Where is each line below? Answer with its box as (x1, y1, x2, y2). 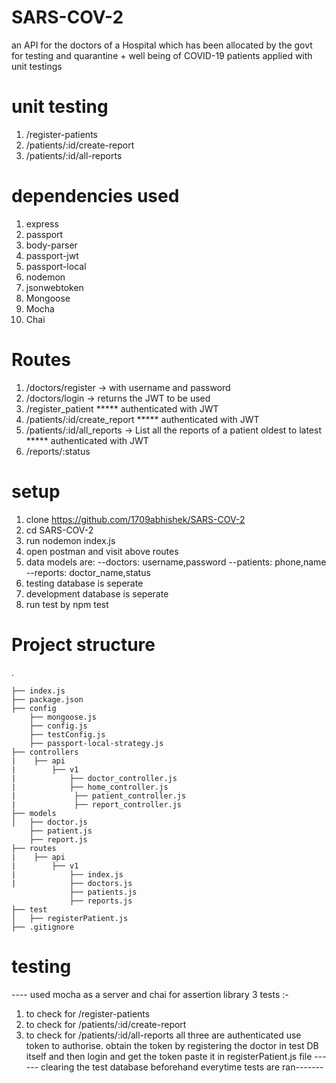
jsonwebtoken (25, 281, 84, 293)
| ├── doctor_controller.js (11, 773, 178, 783)
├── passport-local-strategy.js (29, 738, 164, 748)
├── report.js (29, 834, 88, 845)
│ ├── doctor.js (11, 817, 88, 827)
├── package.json (11, 694, 84, 705)
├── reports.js (69, 896, 133, 906)
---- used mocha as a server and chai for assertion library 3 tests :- (11, 988, 289, 1000)
